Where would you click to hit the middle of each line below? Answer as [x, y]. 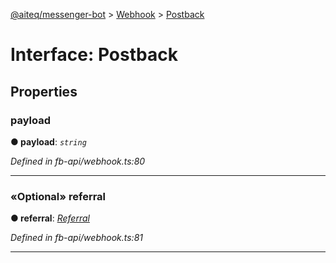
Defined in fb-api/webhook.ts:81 [76, 238]
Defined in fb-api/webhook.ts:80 [78, 161]
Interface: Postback [94, 55]
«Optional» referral [58, 196]
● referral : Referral [50, 218]
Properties [44, 91]
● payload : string [48, 141]
